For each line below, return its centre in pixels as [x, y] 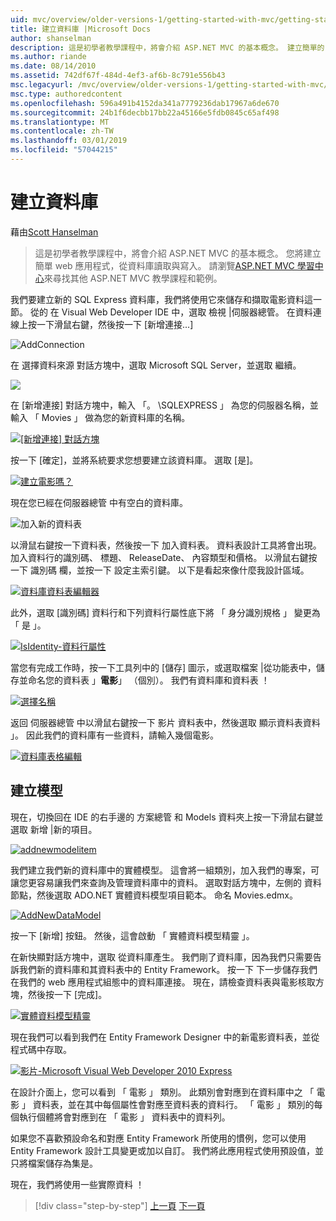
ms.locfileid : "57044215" [64, 150]
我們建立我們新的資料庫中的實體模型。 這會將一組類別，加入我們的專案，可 [165, 870]
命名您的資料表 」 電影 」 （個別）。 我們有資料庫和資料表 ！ [148, 680]
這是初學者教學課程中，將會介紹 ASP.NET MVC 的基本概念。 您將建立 [178, 253]
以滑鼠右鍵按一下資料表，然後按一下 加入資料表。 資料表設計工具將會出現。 [166, 545]
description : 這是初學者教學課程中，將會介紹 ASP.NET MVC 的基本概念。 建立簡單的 [167, 47]
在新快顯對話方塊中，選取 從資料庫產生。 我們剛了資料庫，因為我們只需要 [161, 957]
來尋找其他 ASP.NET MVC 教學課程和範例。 [133, 278]
